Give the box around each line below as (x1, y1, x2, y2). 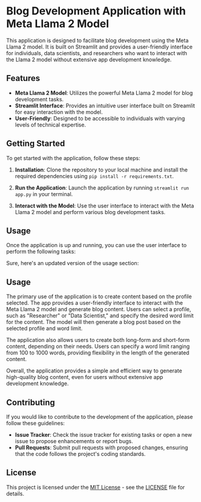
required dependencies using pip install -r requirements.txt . (14, 172, 174, 179)
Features (6, 73, 40, 83)
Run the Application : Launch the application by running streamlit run (14, 184, 189, 191)
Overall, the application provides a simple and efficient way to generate (6, 367, 182, 374)
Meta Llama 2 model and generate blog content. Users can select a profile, (6, 306, 191, 313)
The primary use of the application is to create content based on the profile (6, 293, 192, 300)
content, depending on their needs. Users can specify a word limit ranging (6, 343, 190, 350)
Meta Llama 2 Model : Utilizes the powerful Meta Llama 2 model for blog (14, 89, 193, 97)
